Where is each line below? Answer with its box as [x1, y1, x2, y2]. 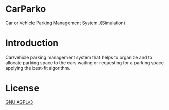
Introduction [5, 37, 59, 49]
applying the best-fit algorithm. [5, 65, 70, 71]
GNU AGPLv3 [5, 99, 33, 105]
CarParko [5, 3, 46, 15]
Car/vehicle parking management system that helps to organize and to [5, 54, 152, 60]
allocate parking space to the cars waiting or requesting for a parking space [5, 59, 164, 66]
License [5, 83, 40, 94]
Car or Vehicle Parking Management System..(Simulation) [5, 20, 126, 26]
